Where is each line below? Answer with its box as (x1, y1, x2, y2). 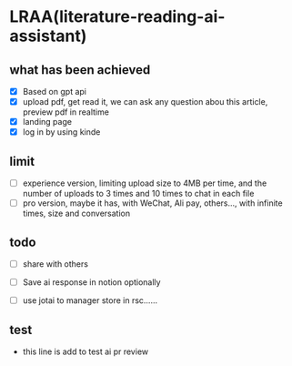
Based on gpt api (22, 86, 86, 97)
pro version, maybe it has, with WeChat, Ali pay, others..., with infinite (22, 198, 284, 208)
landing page (22, 117, 73, 127)
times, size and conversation (22, 208, 130, 219)
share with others (22, 259, 89, 269)
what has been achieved (9, 62, 151, 77)
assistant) (9, 25, 87, 46)
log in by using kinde (22, 127, 101, 137)
